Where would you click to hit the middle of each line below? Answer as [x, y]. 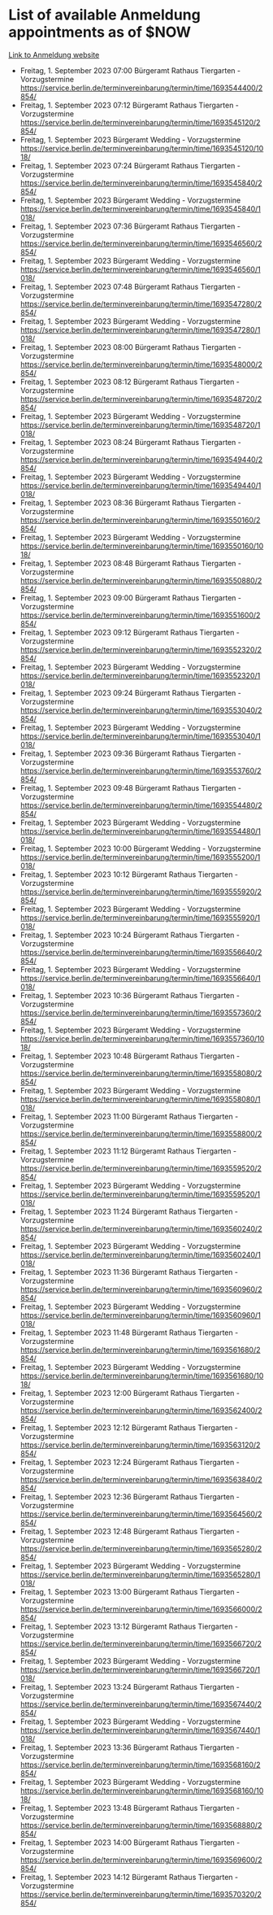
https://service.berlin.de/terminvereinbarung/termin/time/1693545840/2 [141, 183]
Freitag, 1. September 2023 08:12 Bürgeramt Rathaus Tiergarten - [130, 382]
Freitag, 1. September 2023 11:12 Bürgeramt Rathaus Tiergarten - [128, 1151]
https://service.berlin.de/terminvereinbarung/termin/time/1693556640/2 [141, 952]
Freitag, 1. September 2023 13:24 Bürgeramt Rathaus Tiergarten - [130, 1686]
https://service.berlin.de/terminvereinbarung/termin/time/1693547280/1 [140, 329]
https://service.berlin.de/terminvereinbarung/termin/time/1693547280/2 [141, 303]
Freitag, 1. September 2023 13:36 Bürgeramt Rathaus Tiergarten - [130, 1747]
